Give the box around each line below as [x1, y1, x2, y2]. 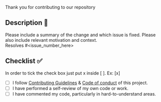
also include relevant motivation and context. [5, 37, 97, 43]
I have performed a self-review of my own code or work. [12, 85, 129, 91]
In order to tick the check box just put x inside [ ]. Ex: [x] [5, 70, 121, 76]
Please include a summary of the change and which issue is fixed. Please [5, 32, 156, 38]
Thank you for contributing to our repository [5, 4, 96, 10]
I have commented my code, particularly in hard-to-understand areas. [12, 91, 156, 97]
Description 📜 [5, 18, 48, 27]
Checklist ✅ [5, 57, 43, 65]
